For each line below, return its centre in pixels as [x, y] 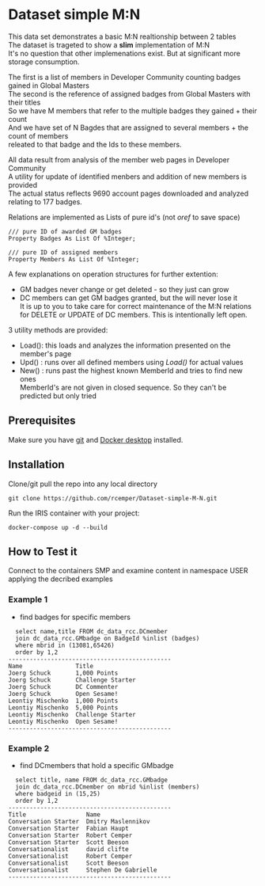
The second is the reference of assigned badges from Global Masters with [129, 93]
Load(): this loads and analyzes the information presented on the [125, 345]
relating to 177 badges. [45, 202]
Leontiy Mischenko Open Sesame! [63, 721]
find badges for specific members [75, 617]
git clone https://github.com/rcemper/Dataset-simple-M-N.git [113, 498]
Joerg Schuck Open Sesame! [63, 694]
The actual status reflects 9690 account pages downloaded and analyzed [129, 193]
